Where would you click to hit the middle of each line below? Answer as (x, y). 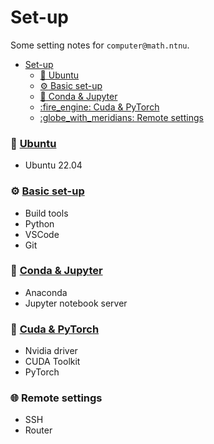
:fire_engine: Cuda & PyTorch (99, 107)
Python (39, 223)
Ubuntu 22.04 (53, 165)
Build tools (46, 213)
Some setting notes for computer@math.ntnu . (100, 45)
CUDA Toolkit (52, 362)
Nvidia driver (51, 351)
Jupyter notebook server (76, 303)
